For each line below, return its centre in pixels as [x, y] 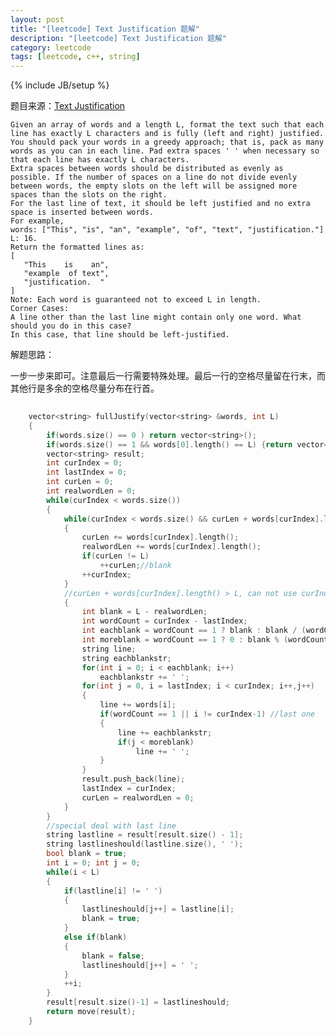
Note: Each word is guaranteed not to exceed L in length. [136, 300]
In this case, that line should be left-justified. [120, 335]
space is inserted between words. [82, 212]
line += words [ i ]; [138, 705]
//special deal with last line [111, 826]
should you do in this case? [71, 326]
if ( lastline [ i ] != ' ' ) [113, 891]
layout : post [37, 19]
